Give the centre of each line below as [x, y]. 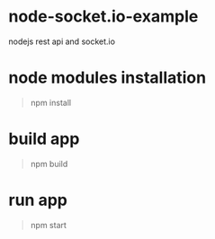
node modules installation [107, 78]
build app [44, 139]
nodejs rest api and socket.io [62, 41]
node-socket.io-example [103, 17]
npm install [51, 102]
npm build [49, 164]
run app [38, 200]
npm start [48, 225]
